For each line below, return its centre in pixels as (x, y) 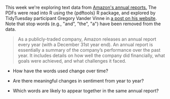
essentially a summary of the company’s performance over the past (89, 50)
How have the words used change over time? (60, 71)
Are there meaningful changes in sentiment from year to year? (78, 81)
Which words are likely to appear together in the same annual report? (86, 91)
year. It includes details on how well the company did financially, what (91, 55)
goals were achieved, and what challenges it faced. (72, 61)
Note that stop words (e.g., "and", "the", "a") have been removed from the (83, 24)
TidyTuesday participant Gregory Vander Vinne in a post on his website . (81, 18)
